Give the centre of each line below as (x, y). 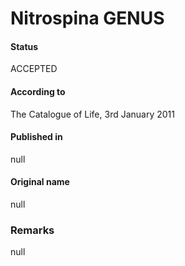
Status (24, 46)
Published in (36, 137)
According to (38, 91)
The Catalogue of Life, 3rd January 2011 (92, 114)
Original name (40, 182)
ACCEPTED (34, 69)
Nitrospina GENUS (87, 18)
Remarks (32, 230)
